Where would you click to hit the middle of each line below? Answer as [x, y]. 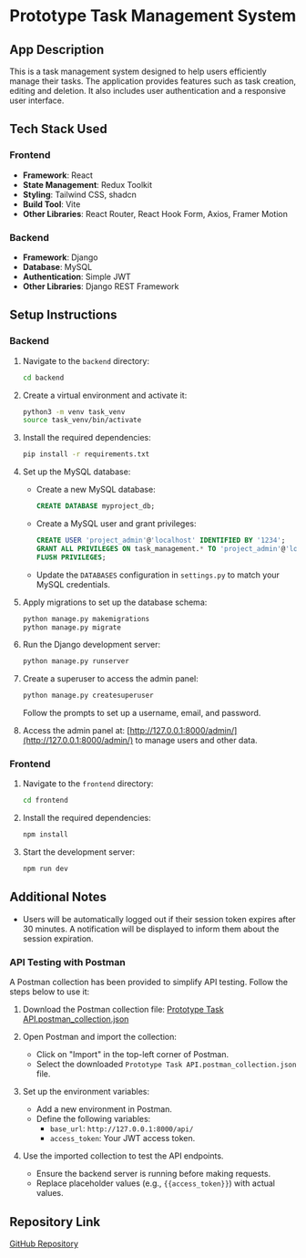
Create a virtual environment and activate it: [105, 395]
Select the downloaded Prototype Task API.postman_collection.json [166, 1065]
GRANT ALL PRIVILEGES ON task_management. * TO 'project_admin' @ [161, 548]
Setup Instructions [63, 315]
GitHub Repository [44, 1244]
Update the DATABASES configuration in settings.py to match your [158, 575]
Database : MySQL [57, 266]
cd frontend [45, 801]
